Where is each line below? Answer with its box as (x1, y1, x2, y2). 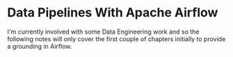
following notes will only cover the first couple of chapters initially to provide (7, 34, 226, 43)
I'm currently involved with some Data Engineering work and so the (7, 27, 200, 36)
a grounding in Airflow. (7, 42, 72, 50)
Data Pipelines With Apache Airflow (7, 5, 218, 21)
